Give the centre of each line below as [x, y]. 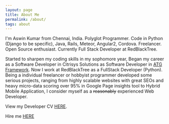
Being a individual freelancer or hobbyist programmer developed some [79, 75]
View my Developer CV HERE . [36, 106]
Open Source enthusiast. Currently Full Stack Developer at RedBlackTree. [81, 49]
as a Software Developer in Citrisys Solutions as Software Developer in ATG [84, 64]
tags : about [18, 24]
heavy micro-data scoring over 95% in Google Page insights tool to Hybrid [83, 86]
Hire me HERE [20, 116]
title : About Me [22, 15]
